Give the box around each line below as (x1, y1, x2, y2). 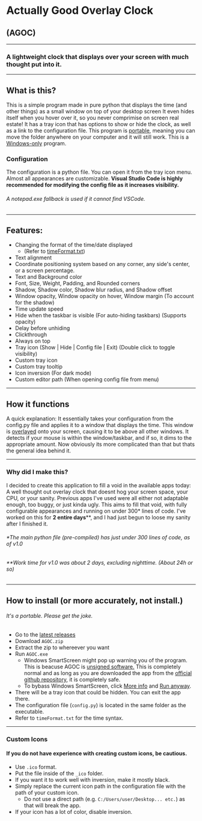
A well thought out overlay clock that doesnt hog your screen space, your (6, 488, 188, 495)
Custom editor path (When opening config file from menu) (14, 376, 159, 383)
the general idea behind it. (6, 447, 71, 454)
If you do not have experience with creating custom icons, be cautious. (6, 750, 188, 757)
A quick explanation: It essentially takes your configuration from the (6, 415, 174, 422)
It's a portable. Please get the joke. (6, 612, 93, 620)
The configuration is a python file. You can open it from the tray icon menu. (6, 168, 192, 176)
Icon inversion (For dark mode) (14, 369, 92, 377)
